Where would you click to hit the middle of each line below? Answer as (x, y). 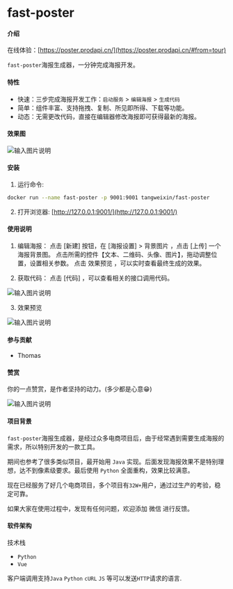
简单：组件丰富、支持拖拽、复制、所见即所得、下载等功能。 (103, 108)
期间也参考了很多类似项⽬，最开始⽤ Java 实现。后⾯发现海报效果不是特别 (113, 462)
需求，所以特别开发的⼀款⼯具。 (53, 446)
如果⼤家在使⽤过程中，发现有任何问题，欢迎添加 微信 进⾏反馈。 (100, 508)
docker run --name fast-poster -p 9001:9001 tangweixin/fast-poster (109, 198)
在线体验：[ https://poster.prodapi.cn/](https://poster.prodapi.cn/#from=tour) (117, 50)
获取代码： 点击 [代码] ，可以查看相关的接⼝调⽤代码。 (95, 278)
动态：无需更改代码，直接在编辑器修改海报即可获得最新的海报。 (109, 116)
